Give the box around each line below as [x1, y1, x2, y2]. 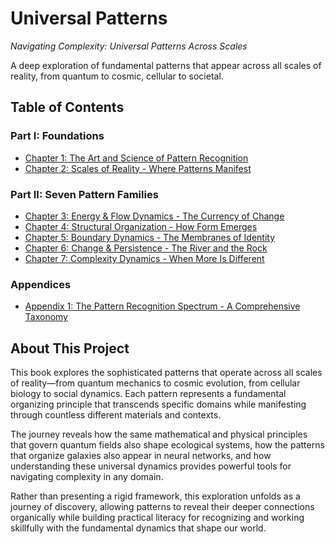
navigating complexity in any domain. [10, 471, 164, 483]
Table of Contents [10, 99, 125, 116]
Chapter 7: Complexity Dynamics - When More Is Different [24, 252, 265, 264]
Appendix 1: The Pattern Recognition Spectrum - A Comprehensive [24, 300, 301, 312]
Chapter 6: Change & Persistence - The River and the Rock [24, 242, 268, 254]
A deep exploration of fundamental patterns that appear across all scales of [10, 59, 322, 71]
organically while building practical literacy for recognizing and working [10, 512, 305, 524]
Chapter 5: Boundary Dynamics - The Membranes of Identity [24, 231, 276, 243]
